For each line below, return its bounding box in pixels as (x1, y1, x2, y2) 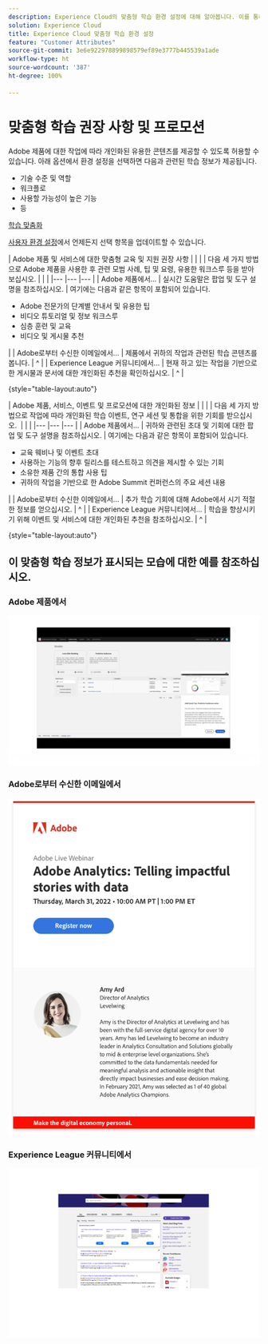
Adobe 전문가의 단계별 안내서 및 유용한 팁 (19, 300, 150, 311)
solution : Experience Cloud (8, 21, 102, 30)
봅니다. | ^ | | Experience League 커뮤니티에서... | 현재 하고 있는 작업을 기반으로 (8, 358, 258, 368)
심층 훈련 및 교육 (19, 320, 72, 331)
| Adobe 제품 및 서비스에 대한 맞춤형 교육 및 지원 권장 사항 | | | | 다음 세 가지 (8, 254, 245, 264)
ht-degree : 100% (8, 72, 62, 80)
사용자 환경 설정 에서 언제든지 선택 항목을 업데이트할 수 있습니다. (8, 237, 207, 247)
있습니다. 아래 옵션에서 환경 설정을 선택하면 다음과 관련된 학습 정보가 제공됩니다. (8, 156, 258, 165)
